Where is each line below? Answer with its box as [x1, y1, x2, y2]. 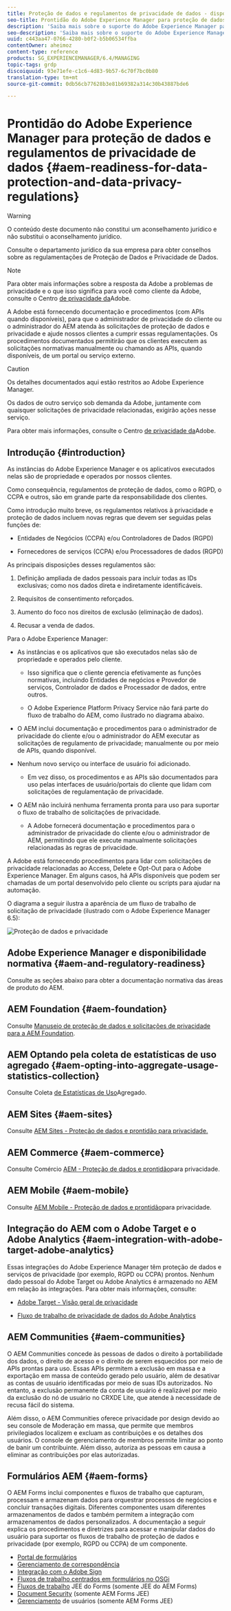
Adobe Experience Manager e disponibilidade [7, 947, 207, 959]
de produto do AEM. [7, 983, 64, 991]
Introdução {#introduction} [7, 446, 126, 458]
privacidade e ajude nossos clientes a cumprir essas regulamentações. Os [7, 329, 218, 338]
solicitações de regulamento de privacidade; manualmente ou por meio [16, 739, 219, 747]
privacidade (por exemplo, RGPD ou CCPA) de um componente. [7, 1539, 188, 1548]
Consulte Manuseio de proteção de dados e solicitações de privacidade [7, 1022, 211, 1030]
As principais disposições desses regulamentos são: [7, 561, 156, 569]
